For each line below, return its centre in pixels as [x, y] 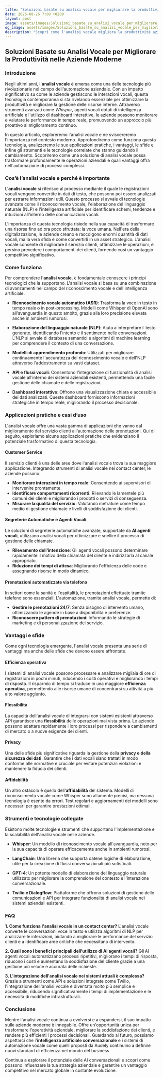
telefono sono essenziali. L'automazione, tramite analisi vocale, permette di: [81, 598]
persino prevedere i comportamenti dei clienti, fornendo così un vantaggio [79, 249]
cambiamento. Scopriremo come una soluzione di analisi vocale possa [75, 155]
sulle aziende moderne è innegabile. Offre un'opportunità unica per [72, 1025]
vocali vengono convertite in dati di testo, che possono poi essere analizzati [81, 194]
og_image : [15, 28]
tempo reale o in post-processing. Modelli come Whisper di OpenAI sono [85, 308]
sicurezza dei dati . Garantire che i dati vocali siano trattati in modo [72, 758]
